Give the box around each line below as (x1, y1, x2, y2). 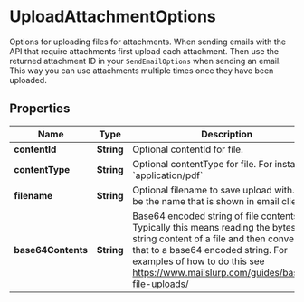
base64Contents (14, 243, 89, 256)
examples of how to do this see (132, 255, 265, 268)
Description (200, 127, 253, 140)
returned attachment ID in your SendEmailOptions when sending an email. (9, 55, 282, 66)
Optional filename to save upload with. (132, 184, 296, 196)
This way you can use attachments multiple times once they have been (9, 65, 274, 76)
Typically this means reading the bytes (132, 221, 297, 233)
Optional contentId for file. (132, 143, 244, 156)
